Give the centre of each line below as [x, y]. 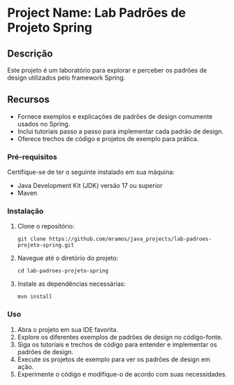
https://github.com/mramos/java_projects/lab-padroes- [130, 239]
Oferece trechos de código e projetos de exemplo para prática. [108, 138]
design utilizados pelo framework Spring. [66, 78]
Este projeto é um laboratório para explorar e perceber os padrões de [107, 70]
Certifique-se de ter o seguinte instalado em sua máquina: [91, 172]
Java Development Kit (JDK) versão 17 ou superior [90, 186]
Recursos [29, 100]
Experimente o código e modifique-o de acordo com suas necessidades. [122, 374]
